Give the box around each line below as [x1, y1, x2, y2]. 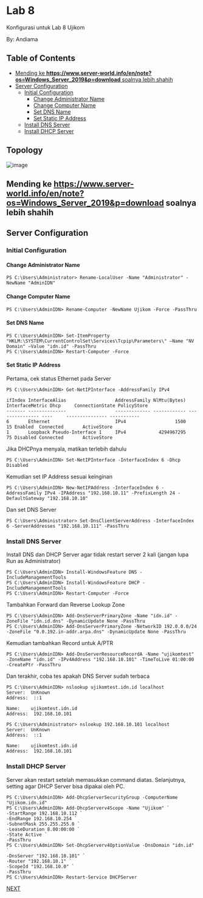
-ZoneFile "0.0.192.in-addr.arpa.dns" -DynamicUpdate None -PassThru [6, 629, 187, 635]
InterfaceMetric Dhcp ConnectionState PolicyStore [6, 402, 148, 409]
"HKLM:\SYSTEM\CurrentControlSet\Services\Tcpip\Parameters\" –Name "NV [6, 338, 194, 344]
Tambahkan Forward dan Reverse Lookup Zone [6, 601, 125, 609]
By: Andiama [6, 35, 38, 43]
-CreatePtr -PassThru [6, 662, 61, 668]
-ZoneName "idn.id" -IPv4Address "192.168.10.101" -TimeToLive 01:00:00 [6, 657, 194, 663]
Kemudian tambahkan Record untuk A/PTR [6, 640, 114, 647]
